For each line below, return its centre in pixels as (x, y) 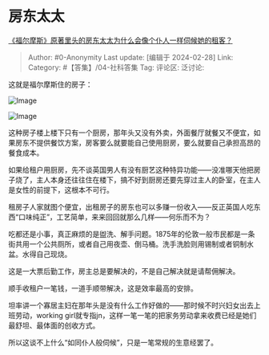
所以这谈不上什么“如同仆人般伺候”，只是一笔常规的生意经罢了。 (113, 342)
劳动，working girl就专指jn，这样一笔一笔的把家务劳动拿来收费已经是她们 (136, 315)
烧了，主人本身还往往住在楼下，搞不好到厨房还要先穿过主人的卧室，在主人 (138, 180)
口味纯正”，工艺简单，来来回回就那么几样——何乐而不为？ (115, 217)
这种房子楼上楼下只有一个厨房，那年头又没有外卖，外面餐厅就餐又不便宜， (131, 133)
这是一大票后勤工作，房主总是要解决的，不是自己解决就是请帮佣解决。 (124, 271)
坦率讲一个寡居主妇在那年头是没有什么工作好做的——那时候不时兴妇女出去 (131, 305)
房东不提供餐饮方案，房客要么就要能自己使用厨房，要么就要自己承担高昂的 (138, 142)
